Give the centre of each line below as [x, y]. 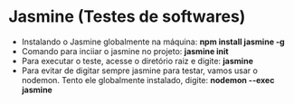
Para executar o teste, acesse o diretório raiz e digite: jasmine [138, 61]
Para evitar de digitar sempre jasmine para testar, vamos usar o [140, 71]
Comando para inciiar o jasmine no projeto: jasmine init [125, 51]
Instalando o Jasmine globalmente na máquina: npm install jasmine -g [153, 42]
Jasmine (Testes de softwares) [127, 17]
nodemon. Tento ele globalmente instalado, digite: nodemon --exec [148, 80]
